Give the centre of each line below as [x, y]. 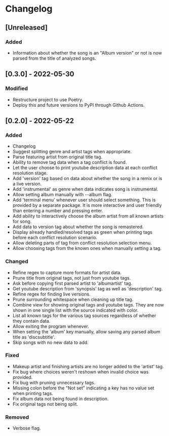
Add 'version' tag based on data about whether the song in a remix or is [87, 179]
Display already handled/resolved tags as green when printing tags [82, 232]
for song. [22, 222]
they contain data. [31, 321]
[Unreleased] [27, 28]
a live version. [27, 184]
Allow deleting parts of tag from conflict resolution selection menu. [82, 243]
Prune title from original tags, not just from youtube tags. [72, 278]
